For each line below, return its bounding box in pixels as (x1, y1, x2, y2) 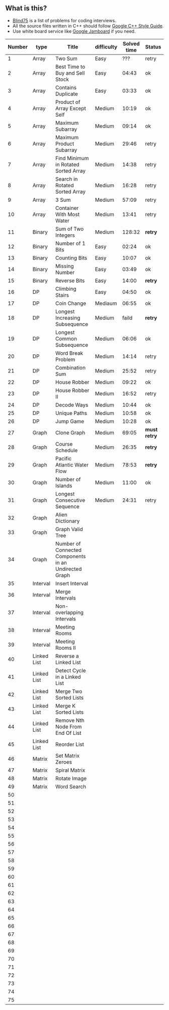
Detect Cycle (55, 667, 87, 674)
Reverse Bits (55, 277, 85, 284)
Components (55, 553, 86, 560)
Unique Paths (55, 409, 87, 416)
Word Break (55, 349, 83, 356)
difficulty (95, 43, 118, 50)
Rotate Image (55, 775, 87, 782)
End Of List (55, 729, 81, 736)
